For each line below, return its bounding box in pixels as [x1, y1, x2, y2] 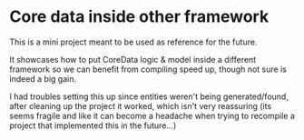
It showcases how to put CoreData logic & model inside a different [9, 54, 257, 65]
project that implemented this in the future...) [9, 120, 177, 131]
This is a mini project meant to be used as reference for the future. [9, 36, 258, 47]
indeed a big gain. [9, 73, 77, 84]
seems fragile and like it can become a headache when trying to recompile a [9, 110, 295, 121]
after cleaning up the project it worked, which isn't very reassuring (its [9, 100, 272, 111]
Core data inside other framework [9, 6, 270, 27]
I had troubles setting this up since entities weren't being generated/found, [9, 91, 289, 102]
